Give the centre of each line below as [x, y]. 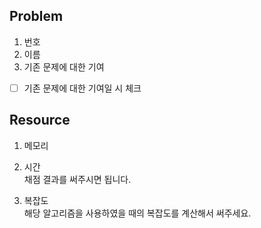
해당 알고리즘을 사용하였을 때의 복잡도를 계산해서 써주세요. [137, 213]
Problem [36, 16]
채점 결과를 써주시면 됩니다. [77, 179]
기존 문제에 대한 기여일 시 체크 [82, 88]
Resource [40, 120]
